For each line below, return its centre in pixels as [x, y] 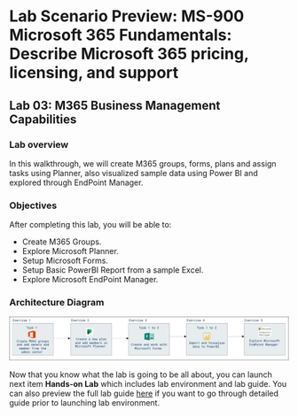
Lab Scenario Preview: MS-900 [127, 16]
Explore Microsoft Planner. [71, 251]
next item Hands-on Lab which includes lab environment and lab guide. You [148, 383]
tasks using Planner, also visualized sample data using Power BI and [134, 173]
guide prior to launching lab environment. [85, 402]
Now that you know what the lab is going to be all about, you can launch [141, 375]
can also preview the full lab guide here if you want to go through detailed [144, 393]
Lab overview [39, 144]
